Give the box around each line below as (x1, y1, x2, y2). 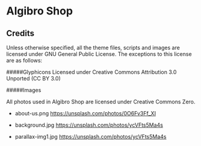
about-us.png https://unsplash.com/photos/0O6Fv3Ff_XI (14, 110, 156, 117)
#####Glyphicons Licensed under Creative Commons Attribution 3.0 (6, 68, 177, 76)
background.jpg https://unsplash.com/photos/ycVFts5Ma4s (14, 121, 164, 129)
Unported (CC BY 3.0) (6, 75, 61, 82)
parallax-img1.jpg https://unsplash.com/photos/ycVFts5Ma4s (14, 133, 167, 140)
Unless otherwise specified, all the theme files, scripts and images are (6, 44, 181, 51)
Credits (6, 28, 35, 38)
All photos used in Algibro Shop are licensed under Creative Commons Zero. (6, 98, 196, 105)
